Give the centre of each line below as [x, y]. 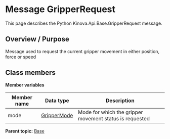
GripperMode [57, 115]
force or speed [21, 57]
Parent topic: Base [25, 131]
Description [120, 101]
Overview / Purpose [37, 39]
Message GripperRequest [60, 9]
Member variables [25, 85]
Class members [30, 73]
